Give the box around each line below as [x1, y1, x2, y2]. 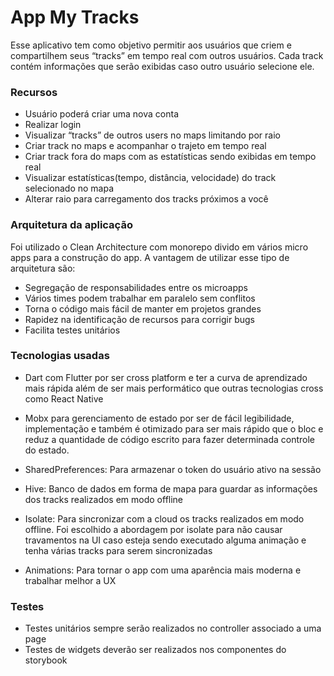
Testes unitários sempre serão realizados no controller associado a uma [24, 622, 322, 635]
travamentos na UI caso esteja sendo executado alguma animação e [24, 534, 307, 546]
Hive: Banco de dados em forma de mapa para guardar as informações [24, 482, 318, 495]
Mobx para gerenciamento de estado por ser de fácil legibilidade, [24, 412, 295, 424]
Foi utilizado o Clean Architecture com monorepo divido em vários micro [10, 241, 309, 253]
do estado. [24, 444, 70, 456]
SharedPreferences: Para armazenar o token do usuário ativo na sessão [24, 463, 322, 475]
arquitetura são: [10, 262, 76, 274]
